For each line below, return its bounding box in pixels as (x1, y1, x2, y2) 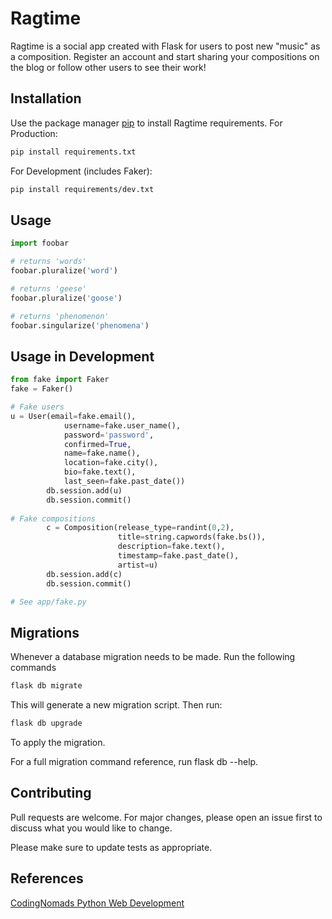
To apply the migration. (10, 736, 106, 748)
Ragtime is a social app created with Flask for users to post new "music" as (10, 40, 321, 52)
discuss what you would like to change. (10, 822, 173, 834)
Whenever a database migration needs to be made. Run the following (10, 651, 296, 663)
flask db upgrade (10, 718, 83, 729)
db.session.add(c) (46, 569, 123, 579)
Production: (10, 127, 58, 139)
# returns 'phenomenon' (10, 311, 110, 321)
